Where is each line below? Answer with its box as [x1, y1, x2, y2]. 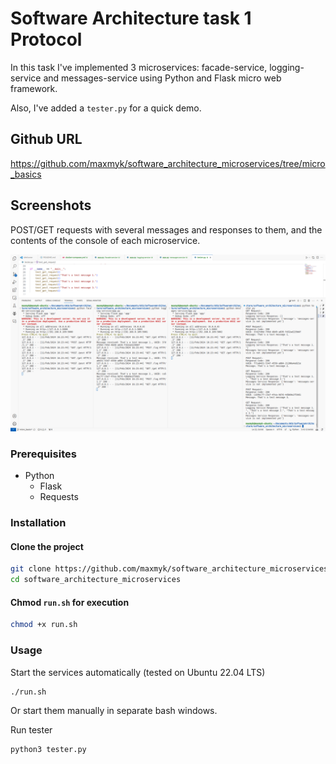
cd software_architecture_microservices [10, 575, 182, 585]
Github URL [10, 131, 83, 148]
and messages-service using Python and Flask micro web [43, 72, 282, 84]
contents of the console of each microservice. [10, 234, 201, 246]
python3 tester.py [10, 745, 87, 755]
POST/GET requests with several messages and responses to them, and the [10, 223, 323, 236]
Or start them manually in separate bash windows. [10, 705, 218, 717]
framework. [10, 82, 58, 94]
